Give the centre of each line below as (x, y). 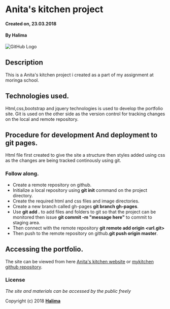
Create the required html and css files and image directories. (76, 201)
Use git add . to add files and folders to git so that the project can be (84, 212)
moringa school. (22, 80)
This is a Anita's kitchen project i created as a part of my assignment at (79, 75)
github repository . (24, 267)
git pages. (22, 143)
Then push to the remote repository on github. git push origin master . (85, 233)
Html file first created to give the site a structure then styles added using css (85, 155)
